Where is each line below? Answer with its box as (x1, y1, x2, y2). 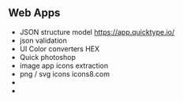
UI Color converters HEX (19, 43, 100, 54)
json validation (19, 36, 67, 45)
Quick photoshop (19, 52, 77, 62)
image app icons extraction (19, 61, 109, 70)
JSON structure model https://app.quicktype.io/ (19, 27, 175, 36)
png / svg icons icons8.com (19, 69, 110, 78)
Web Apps (8, 6, 61, 20)
